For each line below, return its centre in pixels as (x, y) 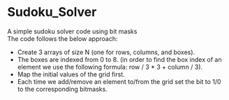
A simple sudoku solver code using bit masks (72, 31)
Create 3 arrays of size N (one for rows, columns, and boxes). (106, 52)
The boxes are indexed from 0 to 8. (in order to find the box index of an (119, 59)
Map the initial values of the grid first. (71, 74)
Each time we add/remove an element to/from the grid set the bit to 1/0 (119, 81)
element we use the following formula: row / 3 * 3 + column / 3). (110, 67)
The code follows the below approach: (62, 38)
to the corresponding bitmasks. (62, 89)
